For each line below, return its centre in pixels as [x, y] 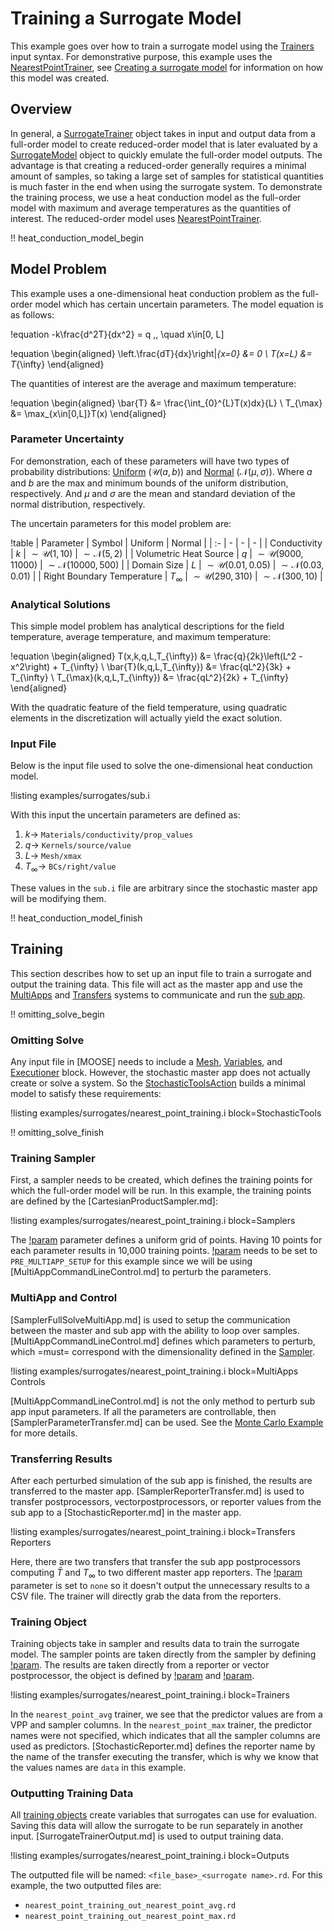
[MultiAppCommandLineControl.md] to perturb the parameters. [141, 1272]
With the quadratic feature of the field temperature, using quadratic [149, 707]
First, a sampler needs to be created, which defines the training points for [161, 1180]
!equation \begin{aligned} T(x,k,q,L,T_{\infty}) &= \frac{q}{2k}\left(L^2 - [156, 656]
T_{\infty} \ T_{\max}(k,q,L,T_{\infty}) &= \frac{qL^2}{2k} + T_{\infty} [150, 677]
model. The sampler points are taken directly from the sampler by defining [163, 1654]
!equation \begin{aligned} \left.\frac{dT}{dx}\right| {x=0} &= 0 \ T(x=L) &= [161, 353]
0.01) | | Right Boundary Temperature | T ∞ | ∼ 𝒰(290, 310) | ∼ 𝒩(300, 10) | [166, 577]
